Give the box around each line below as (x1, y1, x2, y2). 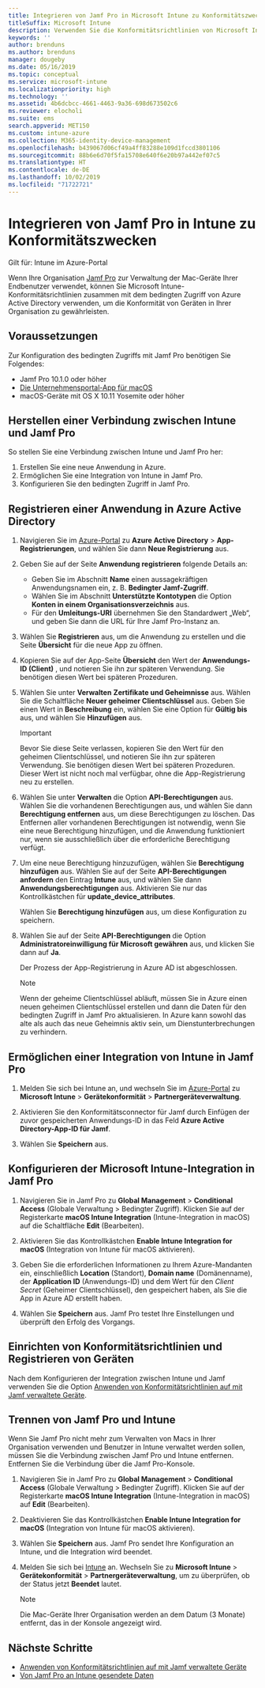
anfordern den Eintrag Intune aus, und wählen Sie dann (19, 875, 202, 885)
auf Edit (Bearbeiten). (19, 1500, 91, 1509)
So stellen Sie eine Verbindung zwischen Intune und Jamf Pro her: (8, 447, 223, 457)
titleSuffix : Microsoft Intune (8, 19, 111, 27)
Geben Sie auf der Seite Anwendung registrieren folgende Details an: (19, 559, 248, 569)
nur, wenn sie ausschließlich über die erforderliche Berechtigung (19, 835, 230, 844)
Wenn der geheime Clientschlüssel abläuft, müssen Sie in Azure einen (19, 994, 247, 1003)
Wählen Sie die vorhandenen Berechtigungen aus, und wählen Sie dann (19, 801, 252, 810)
